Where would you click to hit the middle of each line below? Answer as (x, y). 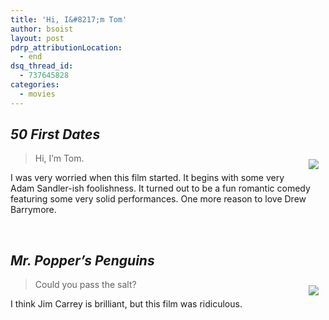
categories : (35, 85)
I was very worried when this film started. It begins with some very (147, 178)
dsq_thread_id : (42, 66)
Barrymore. (33, 210)
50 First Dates (55, 134)
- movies (37, 94)
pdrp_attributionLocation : (66, 47)
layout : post (37, 38)
